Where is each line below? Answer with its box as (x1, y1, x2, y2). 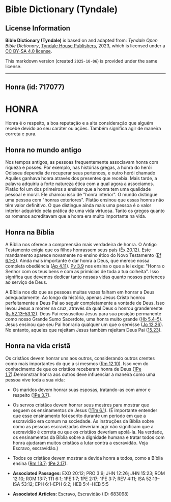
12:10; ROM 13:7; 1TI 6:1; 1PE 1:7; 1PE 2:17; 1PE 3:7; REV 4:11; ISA (12, 476, 145, 482)
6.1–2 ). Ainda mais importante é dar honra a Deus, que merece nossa (5, 257, 150, 263)
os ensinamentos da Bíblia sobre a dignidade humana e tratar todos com (12, 434, 165, 440)
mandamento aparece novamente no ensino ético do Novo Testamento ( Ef (5, 252, 161, 258)
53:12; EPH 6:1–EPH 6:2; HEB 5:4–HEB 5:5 (21, 481, 109, 487)
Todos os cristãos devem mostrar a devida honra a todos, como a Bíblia (12, 455, 163, 461)
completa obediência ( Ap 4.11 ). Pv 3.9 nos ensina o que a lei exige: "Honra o (5, 263, 165, 269)
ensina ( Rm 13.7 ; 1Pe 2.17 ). (12, 460, 68, 466)
